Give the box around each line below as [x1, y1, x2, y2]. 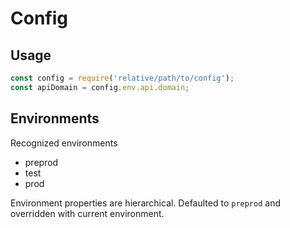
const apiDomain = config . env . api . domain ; [10, 82, 190, 92]
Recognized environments [10, 137, 118, 149]
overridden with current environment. [10, 207, 165, 219]
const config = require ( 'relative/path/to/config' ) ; [10, 73, 235, 83]
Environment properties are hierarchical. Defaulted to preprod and [10, 197, 282, 209]
